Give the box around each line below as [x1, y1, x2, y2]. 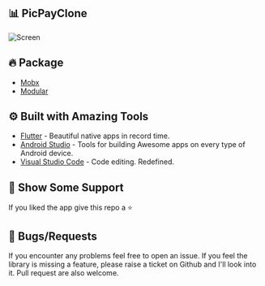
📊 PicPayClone [8, 6, 88, 20]
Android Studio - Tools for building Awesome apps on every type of [19, 140, 246, 149]
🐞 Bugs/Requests [8, 229, 97, 243]
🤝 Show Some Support [8, 180, 124, 194]
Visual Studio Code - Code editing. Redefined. [19, 157, 175, 167]
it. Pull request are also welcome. [8, 268, 119, 278]
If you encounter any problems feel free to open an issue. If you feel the [8, 251, 248, 261]
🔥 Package [8, 56, 64, 70]
